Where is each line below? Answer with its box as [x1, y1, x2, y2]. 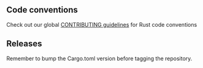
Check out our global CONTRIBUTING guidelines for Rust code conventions [6, 21, 197, 28]
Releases [6, 39, 42, 49]
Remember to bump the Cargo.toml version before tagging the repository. [6, 55, 193, 62]
